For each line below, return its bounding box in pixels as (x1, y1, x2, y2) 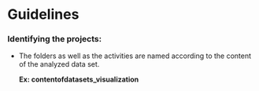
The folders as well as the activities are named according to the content (18, 51, 252, 60)
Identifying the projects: (7, 34, 102, 45)
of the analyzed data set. (18, 60, 100, 69)
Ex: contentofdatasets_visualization (18, 75, 139, 84)
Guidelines (7, 5, 80, 24)
